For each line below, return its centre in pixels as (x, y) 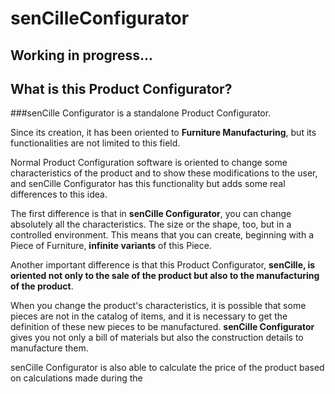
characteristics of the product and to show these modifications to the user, (164, 173)
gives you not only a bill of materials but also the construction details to (157, 338)
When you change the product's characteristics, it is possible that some (158, 306)
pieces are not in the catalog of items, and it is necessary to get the (149, 316)
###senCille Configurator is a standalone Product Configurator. (141, 113)
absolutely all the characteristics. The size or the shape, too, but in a (151, 224)
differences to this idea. (59, 194)
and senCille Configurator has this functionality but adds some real (148, 184)
